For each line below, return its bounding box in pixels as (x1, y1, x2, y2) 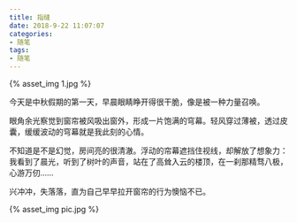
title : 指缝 (9, 12, 50, 22)
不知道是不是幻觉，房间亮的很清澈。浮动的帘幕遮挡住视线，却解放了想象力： (9, 145, 288, 156)
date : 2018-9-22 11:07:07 (9, 21, 104, 30)
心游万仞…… (9, 167, 55, 178)
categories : (9, 29, 53, 38)
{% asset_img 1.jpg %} (9, 79, 91, 88)
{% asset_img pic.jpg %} (9, 204, 100, 214)
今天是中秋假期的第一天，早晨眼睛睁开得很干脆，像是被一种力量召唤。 (9, 96, 265, 107)
